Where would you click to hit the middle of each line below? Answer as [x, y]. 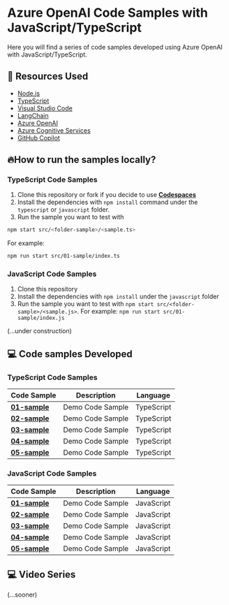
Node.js [29, 93]
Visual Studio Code [45, 108]
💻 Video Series [42, 574]
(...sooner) [22, 595]
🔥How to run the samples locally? [82, 160]
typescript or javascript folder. [64, 210]
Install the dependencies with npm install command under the [108, 202]
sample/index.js [41, 318]
